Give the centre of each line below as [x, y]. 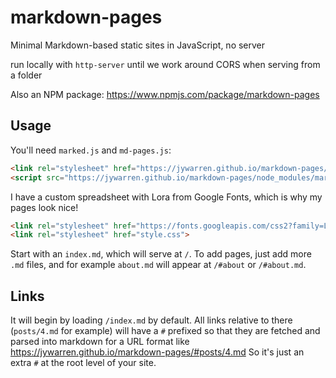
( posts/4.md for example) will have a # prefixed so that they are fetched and [165, 331]
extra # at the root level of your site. [83, 363]
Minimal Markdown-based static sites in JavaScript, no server [138, 45]
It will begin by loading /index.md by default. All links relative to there [151, 320]
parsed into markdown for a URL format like [100, 342]
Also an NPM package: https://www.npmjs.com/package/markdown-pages [165, 94]
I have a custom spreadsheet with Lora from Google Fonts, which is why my [166, 197]
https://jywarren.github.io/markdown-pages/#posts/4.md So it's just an [157, 352]
